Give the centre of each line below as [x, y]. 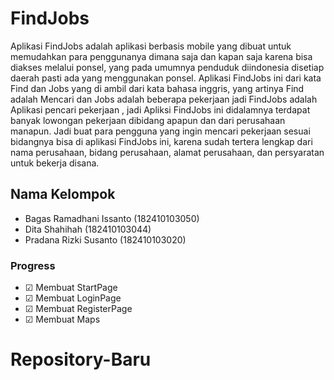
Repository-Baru [81, 359]
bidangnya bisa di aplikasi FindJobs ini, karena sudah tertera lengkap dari [161, 141]
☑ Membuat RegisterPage [78, 309]
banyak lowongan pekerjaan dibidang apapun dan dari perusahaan [148, 120]
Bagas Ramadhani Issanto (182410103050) [112, 218]
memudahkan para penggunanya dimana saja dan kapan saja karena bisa [161, 56]
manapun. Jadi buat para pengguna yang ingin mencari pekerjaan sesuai [160, 131]
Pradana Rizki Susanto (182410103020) [105, 239]
